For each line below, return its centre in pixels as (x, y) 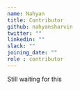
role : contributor (35, 59)
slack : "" (22, 46)
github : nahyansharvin (40, 27)
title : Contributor (35, 20)
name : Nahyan (26, 14)
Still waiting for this (35, 79)
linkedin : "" (26, 40)
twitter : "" (24, 33)
